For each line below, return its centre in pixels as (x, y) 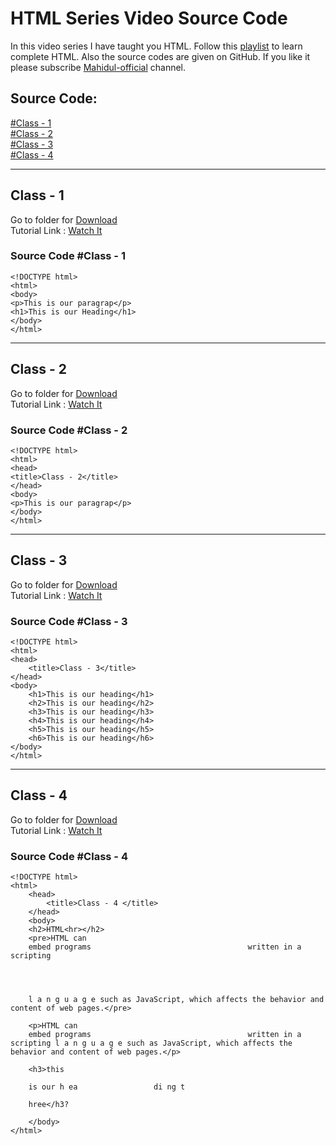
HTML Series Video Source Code (149, 18)
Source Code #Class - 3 (69, 621)
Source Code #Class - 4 (69, 856)
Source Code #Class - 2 (69, 430)
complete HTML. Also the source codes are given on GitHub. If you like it (160, 56)
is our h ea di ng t (107, 1087)
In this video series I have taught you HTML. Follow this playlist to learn (156, 46)
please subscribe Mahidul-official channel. (98, 67)
